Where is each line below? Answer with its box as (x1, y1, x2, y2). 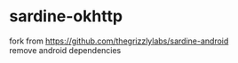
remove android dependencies (9, 44, 122, 55)
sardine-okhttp (9, 6, 123, 27)
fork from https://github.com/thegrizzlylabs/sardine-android (9, 35, 229, 46)
